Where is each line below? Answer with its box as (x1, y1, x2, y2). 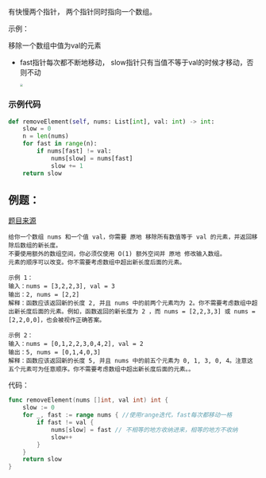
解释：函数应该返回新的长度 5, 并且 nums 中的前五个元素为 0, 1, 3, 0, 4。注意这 (8, 357, 253, 365)
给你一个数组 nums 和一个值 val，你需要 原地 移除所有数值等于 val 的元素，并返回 (8, 233, 253, 241)
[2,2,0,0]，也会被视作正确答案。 (8, 317, 106, 324)
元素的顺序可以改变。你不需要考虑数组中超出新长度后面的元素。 (8, 258, 186, 266)
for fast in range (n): (22, 140, 98, 148)
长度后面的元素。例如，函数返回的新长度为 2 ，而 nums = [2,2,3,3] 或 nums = (19, 308, 256, 316)
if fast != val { (37, 418, 94, 426)
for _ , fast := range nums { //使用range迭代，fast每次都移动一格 (22, 411, 233, 419)
